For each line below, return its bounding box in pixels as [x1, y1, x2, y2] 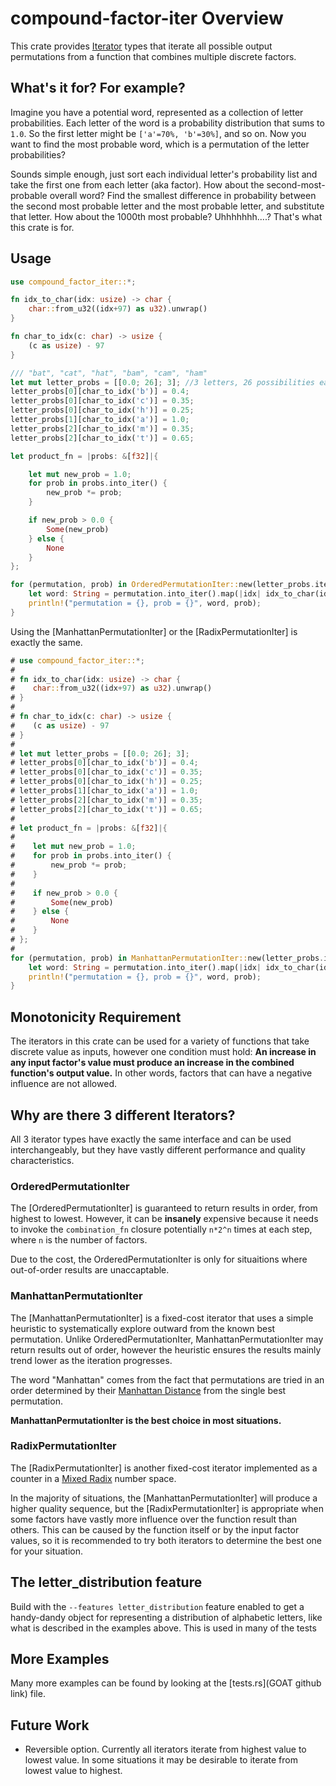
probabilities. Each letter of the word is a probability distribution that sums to [10, 117, 325, 129]
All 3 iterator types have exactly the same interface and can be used [10, 1133, 292, 1145]
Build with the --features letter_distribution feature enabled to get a [10, 1600, 305, 1612]
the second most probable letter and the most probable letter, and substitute [10, 200, 325, 212]
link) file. [10, 1688, 46, 1700]
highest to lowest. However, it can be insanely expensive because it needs [10, 1213, 319, 1225]
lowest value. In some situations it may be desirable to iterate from [24, 1754, 298, 1766]
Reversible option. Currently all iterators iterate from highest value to [24, 1743, 307, 1756]
